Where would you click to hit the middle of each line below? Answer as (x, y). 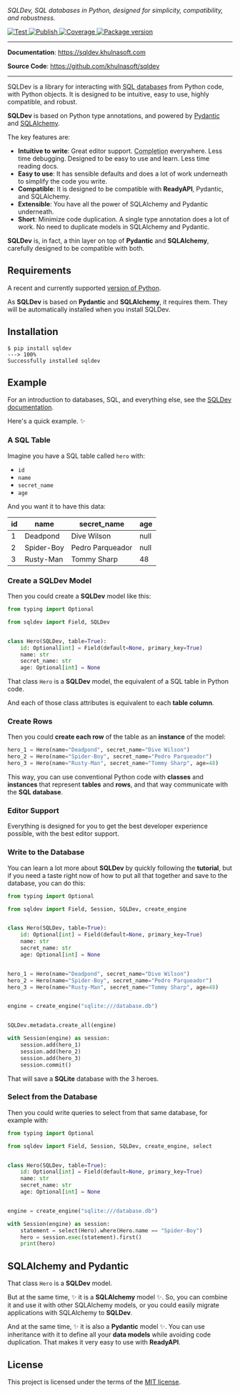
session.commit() (46, 1065)
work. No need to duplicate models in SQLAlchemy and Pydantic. (114, 227)
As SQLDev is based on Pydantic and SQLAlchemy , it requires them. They (117, 301)
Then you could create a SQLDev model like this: (79, 596)
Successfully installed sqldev (54, 361)
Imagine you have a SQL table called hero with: (76, 456)
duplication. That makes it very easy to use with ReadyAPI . (94, 1342)
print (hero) (38, 1244)
